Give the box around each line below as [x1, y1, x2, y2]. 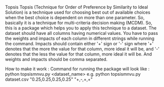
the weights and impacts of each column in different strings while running [5, 35, 155, 41]
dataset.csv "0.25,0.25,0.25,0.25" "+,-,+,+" [5, 76, 93, 82]
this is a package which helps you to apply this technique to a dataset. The [5, 25, 157, 31]
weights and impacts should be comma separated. [5, 57, 108, 62]
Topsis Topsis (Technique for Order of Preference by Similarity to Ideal [5, 4, 148, 10]
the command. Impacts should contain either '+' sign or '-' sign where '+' [5, 41, 154, 46]
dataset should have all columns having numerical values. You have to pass [5, 30, 159, 36]
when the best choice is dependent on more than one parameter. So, [5, 15, 145, 20]
